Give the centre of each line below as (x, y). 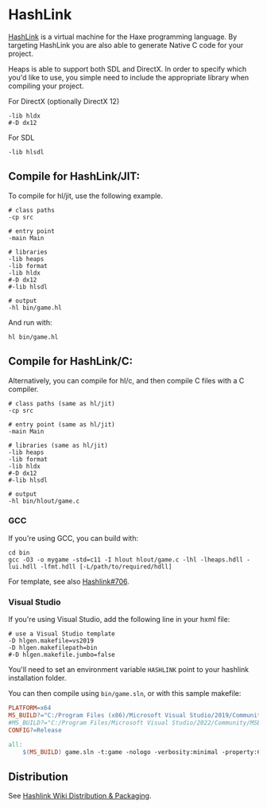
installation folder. (37, 678)
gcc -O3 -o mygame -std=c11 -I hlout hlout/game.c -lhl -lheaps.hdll (126, 559)
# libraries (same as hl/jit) (58, 445)
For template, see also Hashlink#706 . (69, 581)
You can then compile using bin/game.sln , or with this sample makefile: (125, 693)
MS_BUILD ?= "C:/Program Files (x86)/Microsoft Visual (97, 716)
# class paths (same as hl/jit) (62, 403)
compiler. (23, 389)
